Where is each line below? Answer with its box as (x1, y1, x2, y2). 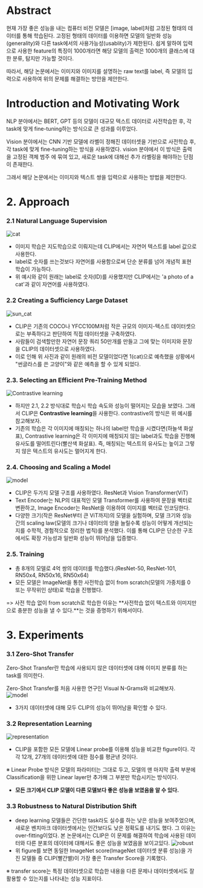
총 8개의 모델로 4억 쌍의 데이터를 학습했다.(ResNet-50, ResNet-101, (14, 564, 176, 572)
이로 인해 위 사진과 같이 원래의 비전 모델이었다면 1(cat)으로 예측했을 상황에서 (14, 352, 195, 360)
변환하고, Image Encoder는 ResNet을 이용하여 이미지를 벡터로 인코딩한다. (14, 504, 190, 511)
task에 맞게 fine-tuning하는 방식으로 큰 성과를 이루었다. (6, 125, 138, 132)
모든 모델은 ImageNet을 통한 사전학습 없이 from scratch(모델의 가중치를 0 (14, 579, 191, 586)
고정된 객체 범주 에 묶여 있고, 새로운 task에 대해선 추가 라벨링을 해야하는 (12, 153, 182, 160)
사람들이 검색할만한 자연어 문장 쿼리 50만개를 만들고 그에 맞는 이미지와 (14, 337, 181, 345)
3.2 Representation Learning (6, 719, 92, 728)
